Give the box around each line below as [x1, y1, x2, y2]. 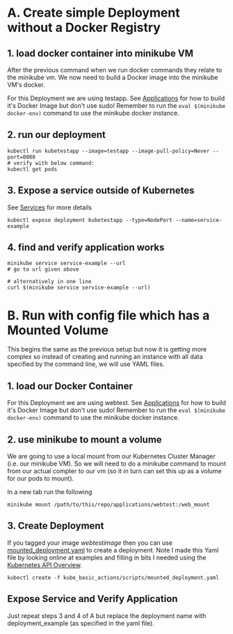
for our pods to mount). [7, 475, 74, 482]
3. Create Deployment [7, 520, 104, 532]
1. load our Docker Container [7, 380, 134, 392]
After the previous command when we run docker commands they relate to [7, 66, 223, 74]
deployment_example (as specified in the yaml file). [7, 619, 154, 627]
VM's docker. [7, 81, 45, 88]
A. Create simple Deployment [7, 5, 180, 21]
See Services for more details [7, 203, 93, 212]
